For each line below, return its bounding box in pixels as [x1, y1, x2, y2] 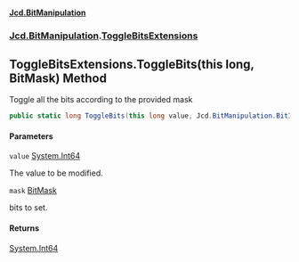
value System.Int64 [9, 151, 81, 161]
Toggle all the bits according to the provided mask [9, 94, 193, 105]
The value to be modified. [9, 168, 104, 178]
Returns [9, 223, 40, 233]
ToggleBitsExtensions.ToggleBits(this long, [9, 56, 255, 71]
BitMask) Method [9, 70, 107, 86]
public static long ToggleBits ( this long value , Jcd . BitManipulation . [9, 111, 277, 120]
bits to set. [9, 202, 48, 213]
